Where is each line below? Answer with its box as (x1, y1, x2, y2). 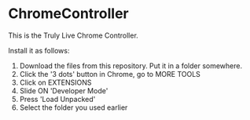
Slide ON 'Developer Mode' (19, 85, 108, 95)
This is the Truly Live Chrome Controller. (8, 31, 139, 40)
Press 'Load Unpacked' (19, 94, 96, 104)
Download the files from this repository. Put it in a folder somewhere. (19, 60, 242, 71)
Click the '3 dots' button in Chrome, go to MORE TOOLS (19, 69, 200, 78)
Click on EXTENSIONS (19, 78, 92, 87)
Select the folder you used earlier (19, 103, 128, 112)
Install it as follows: (8, 45, 70, 55)
